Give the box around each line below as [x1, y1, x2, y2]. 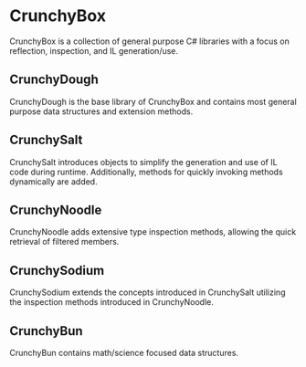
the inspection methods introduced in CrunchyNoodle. [9, 297, 215, 308]
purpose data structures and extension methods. [9, 106, 194, 117]
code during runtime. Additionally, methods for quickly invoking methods [9, 166, 283, 177]
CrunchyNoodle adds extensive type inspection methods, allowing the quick [9, 226, 297, 237]
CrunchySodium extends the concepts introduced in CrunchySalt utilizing [9, 287, 286, 298]
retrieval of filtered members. [9, 236, 120, 247]
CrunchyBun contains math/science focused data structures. [9, 348, 239, 358]
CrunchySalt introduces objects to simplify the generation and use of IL [9, 156, 278, 167]
